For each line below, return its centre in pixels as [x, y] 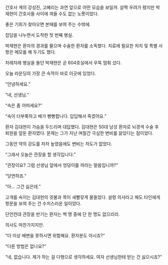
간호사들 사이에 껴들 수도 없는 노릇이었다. [59, 14]
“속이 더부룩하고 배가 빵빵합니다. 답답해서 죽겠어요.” [56, 116]
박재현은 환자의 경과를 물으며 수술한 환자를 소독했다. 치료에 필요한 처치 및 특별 [81, 46]
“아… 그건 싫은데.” [23, 187]
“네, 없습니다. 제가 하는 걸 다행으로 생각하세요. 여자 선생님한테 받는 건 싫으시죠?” [83, 257]
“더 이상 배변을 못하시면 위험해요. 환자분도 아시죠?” [55, 236]
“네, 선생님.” [17, 95]
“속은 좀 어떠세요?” [24, 105]
